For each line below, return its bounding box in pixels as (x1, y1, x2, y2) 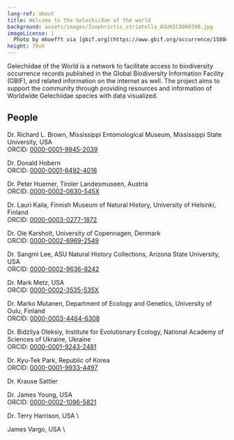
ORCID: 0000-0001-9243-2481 (7, 342, 97, 351)
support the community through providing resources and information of (7, 85, 212, 92)
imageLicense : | (7, 29, 54, 37)
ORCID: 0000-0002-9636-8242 (7, 265, 100, 273)
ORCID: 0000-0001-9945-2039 (7, 145, 98, 154)
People (7, 112, 38, 124)
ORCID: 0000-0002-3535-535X (7, 286, 100, 294)
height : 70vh (7, 43, 45, 50)
